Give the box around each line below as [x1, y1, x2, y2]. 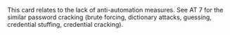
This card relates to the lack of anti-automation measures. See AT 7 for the [7, 6, 224, 14]
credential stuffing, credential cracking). [7, 21, 124, 28]
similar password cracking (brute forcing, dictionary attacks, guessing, [7, 13, 212, 21]
